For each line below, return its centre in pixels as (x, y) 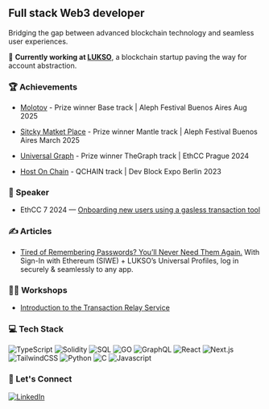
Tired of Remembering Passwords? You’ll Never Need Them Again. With (140, 252)
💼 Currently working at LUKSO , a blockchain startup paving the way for (128, 56)
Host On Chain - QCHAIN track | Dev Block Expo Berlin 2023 (120, 172)
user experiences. (38, 41)
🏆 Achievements (43, 86)
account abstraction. (43, 65)
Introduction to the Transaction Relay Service (95, 307)
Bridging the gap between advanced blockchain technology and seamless (131, 32)
